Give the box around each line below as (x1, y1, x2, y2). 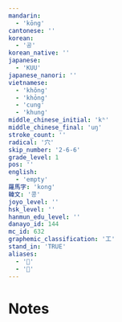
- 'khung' (15, 109, 48, 117)
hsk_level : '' (8, 205, 56, 213)
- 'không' (15, 86, 48, 95)
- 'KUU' (15, 64, 42, 72)
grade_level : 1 (8, 153, 59, 161)
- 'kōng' (15, 19, 45, 27)
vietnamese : (8, 78, 48, 87)
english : (8, 168, 38, 176)
